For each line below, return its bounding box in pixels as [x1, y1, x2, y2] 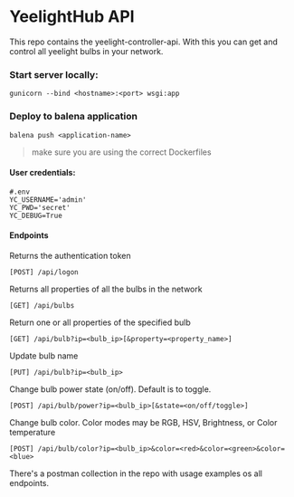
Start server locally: [9, 68, 99, 81]
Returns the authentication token [9, 250, 131, 261]
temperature [9, 426, 56, 437]
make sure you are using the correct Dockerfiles [31, 147, 212, 158]
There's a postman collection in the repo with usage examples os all [9, 468, 262, 479]
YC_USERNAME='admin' [9, 195, 88, 205]
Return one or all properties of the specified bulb [9, 317, 192, 328]
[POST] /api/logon [9, 267, 79, 277]
